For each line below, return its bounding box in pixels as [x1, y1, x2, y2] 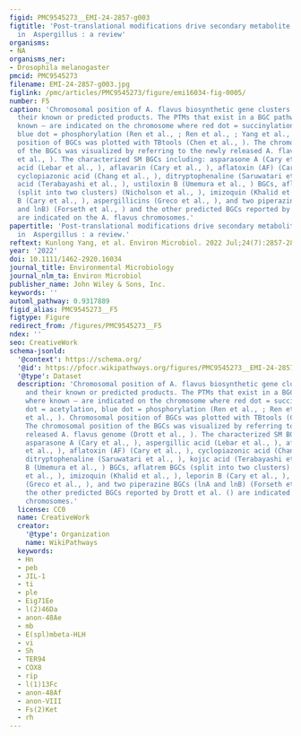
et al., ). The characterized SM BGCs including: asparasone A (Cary [17, 154, 282, 164]
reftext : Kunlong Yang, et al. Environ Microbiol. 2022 [9, 238, 222, 247]
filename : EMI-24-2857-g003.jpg [9, 80, 130, 89]
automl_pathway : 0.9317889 [9, 297, 110, 306]
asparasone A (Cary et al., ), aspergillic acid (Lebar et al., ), [25, 438, 282, 447]
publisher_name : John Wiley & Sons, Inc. [9, 280, 167, 289]
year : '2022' [9, 247, 58, 255]
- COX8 [17, 663, 42, 672]
